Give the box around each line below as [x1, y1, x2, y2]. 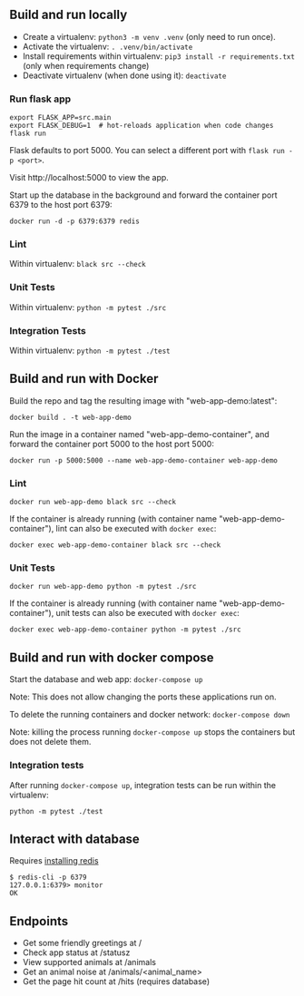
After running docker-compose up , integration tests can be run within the [9, 779, 277, 790]
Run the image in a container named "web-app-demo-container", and [9, 428, 270, 439]
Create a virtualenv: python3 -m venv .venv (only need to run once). [22, 31, 277, 42]
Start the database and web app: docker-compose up [9, 674, 203, 685]
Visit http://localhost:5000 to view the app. [9, 172, 170, 183]
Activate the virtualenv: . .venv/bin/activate [22, 41, 193, 52]
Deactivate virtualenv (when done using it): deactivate [22, 70, 227, 81]
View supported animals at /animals [22, 957, 157, 968]
